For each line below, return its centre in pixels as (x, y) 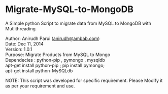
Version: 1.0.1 (19, 49)
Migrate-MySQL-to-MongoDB (69, 9)
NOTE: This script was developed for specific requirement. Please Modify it (84, 80)
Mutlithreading (21, 28)
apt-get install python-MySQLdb (39, 70)
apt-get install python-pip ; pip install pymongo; (55, 65)
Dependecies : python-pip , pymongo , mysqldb (55, 60)
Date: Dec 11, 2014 (25, 43)
